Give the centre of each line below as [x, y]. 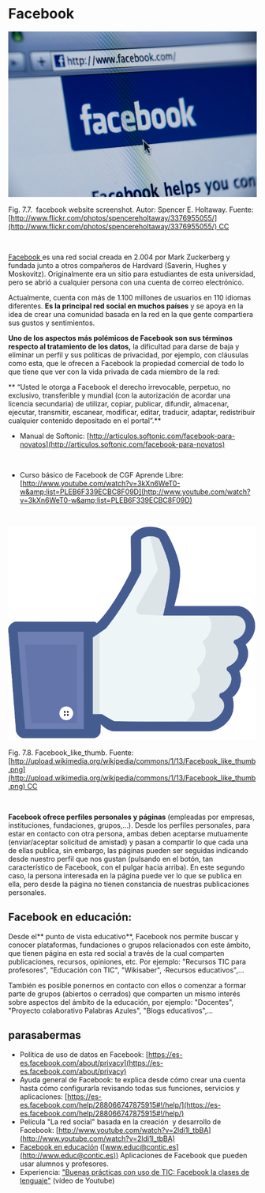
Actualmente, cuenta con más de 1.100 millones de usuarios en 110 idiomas [130, 298]
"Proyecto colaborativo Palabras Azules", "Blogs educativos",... [111, 1010]
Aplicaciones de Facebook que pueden [184, 1155]
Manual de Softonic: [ [54, 436]
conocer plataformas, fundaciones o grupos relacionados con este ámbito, [129, 945]
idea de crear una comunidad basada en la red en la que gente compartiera [131, 315]
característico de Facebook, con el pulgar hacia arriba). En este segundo [127, 867]
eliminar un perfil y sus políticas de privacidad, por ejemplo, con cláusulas [129, 355]
